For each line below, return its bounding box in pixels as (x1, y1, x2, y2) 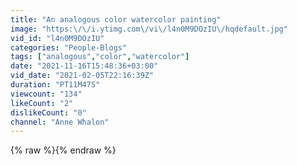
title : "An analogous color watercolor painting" (10, 14, 222, 25)
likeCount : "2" (10, 98, 74, 108)
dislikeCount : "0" (10, 107, 87, 118)
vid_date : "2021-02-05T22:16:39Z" (10, 71, 155, 81)
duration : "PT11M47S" (10, 80, 101, 90)
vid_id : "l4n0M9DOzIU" (10, 33, 105, 43)
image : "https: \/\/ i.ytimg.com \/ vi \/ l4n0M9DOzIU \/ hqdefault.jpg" (10, 24, 288, 34)
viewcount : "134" (10, 89, 83, 99)
